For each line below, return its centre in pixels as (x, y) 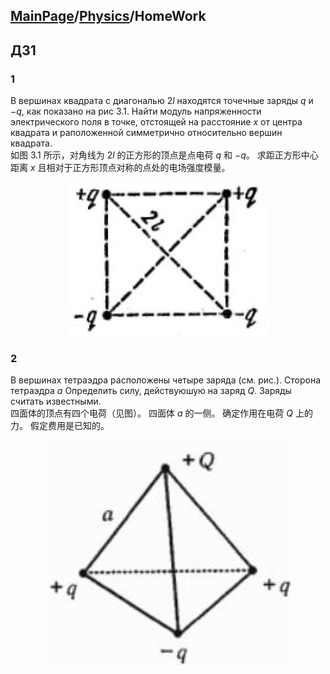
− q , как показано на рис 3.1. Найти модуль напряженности (136, 111)
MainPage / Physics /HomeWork (108, 16)
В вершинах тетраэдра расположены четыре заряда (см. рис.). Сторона (166, 380)
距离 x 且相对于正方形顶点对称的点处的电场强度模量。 (120, 168)
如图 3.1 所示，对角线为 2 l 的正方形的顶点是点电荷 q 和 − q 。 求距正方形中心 (164, 155)
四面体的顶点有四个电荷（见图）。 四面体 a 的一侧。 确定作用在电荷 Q (151, 413)
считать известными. (56, 401)
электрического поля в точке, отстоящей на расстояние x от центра (156, 122)
